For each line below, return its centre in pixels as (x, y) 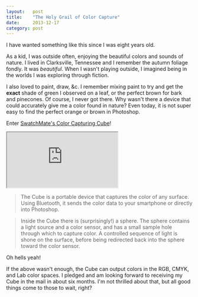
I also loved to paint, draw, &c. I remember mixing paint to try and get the (95, 87)
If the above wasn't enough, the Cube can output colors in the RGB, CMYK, (98, 269)
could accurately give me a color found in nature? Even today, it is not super (99, 106)
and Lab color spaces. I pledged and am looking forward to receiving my (95, 275)
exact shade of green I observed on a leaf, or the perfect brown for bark (94, 93)
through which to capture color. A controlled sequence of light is (99, 234)
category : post (25, 28)
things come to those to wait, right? (49, 288)
